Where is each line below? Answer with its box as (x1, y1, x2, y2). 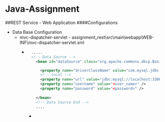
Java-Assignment (5, 3, 80, 15)
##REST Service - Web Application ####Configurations (5, 20, 118, 25)
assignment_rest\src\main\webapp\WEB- (72, 34, 154, 40)
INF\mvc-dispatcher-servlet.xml (19, 39, 84, 45)
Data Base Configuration (12, 29, 62, 35)
